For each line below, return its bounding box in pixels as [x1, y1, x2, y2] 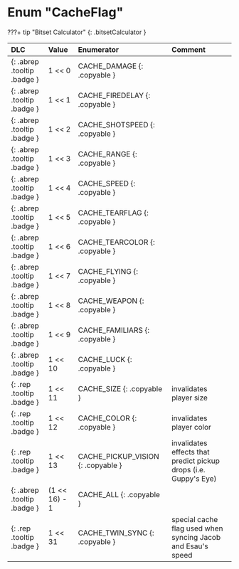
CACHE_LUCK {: [78, 354, 132, 364]
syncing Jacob [171, 532, 221, 542]
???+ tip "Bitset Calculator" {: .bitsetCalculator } [7, 28, 147, 36]
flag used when [171, 523, 223, 533]
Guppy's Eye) [171, 474, 217, 484]
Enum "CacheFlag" [7, 4, 124, 21]
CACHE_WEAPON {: [78, 296, 144, 306]
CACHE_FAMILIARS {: [78, 325, 150, 335]
